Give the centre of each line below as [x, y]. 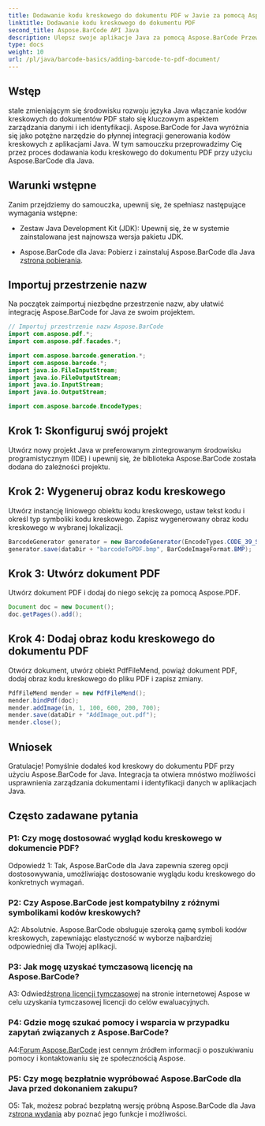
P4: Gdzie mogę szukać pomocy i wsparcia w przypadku [119, 1023]
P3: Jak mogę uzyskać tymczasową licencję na [101, 967]
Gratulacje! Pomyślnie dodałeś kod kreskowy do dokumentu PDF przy [121, 766]
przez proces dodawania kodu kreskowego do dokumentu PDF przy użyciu [130, 152]
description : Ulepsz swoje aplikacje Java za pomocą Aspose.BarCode [123, 37]
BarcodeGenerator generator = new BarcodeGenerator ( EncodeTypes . [118, 542]
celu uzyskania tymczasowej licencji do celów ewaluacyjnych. [109, 1002]
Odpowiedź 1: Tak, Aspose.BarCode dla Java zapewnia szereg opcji [118, 865]
